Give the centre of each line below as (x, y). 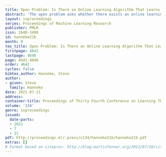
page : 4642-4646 (22, 60)
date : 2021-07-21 (23, 92)
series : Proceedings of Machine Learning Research (58, 23)
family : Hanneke (26, 87)
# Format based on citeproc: (35, 147)
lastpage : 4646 (21, 55)
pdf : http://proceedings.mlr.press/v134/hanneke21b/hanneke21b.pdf (76, 138)
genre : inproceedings (27, 110)
